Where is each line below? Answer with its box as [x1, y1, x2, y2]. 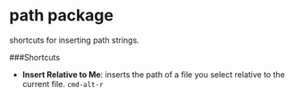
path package [9, 5, 114, 26]
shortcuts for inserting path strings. [9, 35, 140, 45]
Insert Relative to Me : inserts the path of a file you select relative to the [21, 68, 286, 80]
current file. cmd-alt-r [21, 78, 105, 89]
